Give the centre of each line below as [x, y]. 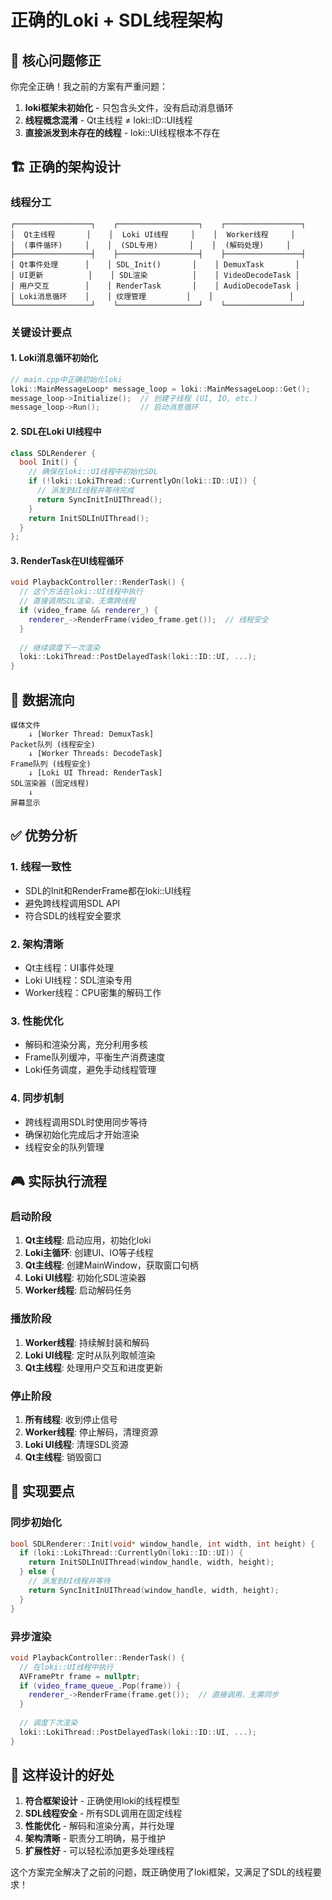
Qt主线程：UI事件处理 [69, 968]
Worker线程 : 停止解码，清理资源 [91, 1432]
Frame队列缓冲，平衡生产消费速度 [95, 1057]
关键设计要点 [41, 332]
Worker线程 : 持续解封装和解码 [87, 1342]
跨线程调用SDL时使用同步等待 [86, 1122]
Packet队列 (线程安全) [53, 745]
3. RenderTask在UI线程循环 [67, 560]
